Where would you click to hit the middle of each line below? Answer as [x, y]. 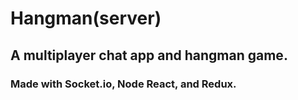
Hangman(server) [86, 18]
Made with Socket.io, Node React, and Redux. [123, 84]
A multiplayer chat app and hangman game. [149, 55]
